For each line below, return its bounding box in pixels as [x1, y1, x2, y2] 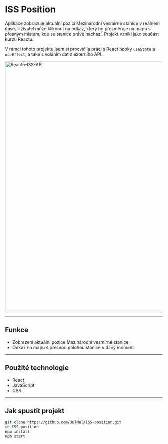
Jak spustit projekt [5, 406, 65, 415]
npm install [5, 429, 30, 434]
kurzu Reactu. [5, 36, 34, 42]
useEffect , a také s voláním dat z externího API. [5, 51, 103, 57]
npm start [5, 434, 26, 439]
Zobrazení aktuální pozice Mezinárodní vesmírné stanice [12, 339, 129, 345]
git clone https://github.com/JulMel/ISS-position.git [5, 420, 122, 425]
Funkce [5, 326, 29, 334]
